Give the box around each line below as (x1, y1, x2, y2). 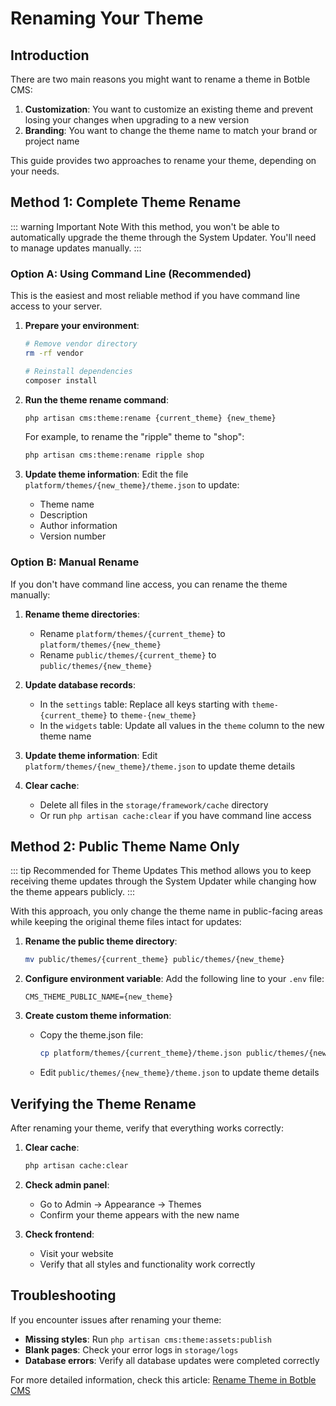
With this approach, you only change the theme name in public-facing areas (10, 905, 324, 917)
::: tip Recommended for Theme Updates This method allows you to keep (10, 865, 312, 877)
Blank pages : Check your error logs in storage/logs (24, 1343, 239, 1356)
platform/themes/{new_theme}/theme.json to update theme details (24, 760, 296, 772)
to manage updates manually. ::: (10, 242, 142, 254)
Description (39, 509, 88, 521)
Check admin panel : (24, 1178, 110, 1191)
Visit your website (39, 1247, 114, 1259)
